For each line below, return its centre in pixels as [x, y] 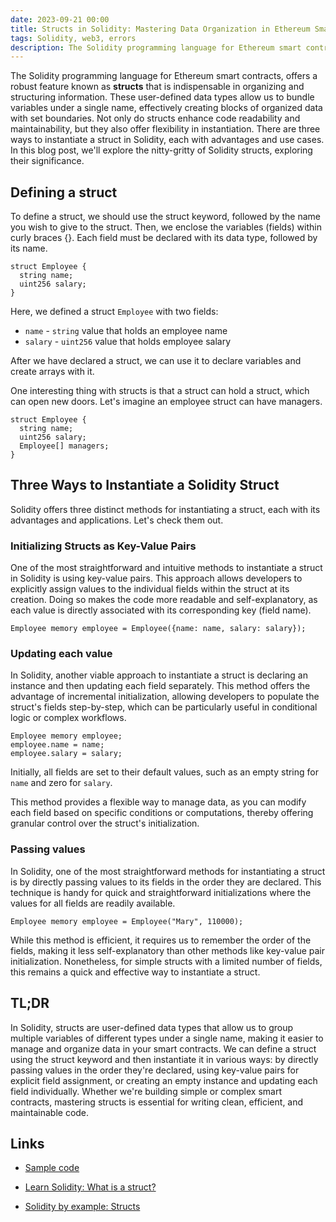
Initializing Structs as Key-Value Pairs [103, 546]
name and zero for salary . [61, 783]
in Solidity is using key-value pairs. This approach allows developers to [156, 578]
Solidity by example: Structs [82, 1207]
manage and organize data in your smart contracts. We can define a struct [163, 1048]
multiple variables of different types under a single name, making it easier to [167, 1038]
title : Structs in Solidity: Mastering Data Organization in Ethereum [160, 29]
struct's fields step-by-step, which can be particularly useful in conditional [164, 707]
